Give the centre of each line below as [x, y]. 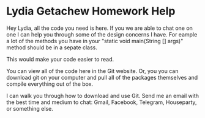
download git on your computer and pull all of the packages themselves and [102, 77]
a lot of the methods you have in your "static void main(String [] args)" [95, 41]
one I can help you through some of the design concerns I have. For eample [102, 34]
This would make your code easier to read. [60, 59]
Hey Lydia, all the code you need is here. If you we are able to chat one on [99, 28]
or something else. [30, 108]
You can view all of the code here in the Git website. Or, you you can [92, 71]
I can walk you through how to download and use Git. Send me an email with [103, 95]
